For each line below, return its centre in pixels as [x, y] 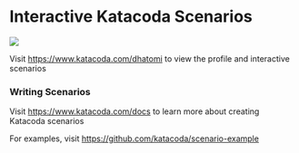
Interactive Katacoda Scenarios [131, 17]
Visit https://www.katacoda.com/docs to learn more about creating [135, 111]
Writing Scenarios [50, 91]
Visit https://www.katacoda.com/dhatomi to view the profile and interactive [150, 58]
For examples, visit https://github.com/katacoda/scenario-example [134, 139]
